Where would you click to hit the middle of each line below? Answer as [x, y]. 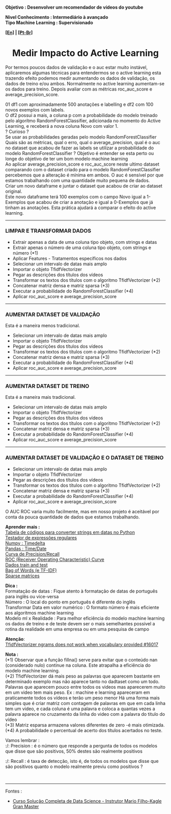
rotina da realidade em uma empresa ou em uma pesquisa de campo [77, 629]
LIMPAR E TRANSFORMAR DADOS [48, 231]
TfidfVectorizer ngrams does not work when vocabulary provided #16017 [82, 644]
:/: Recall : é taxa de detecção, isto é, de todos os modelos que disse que [82, 761]
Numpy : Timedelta [25, 543]
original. [14, 191]
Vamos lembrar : [22, 740]
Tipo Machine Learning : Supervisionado [49, 22]
